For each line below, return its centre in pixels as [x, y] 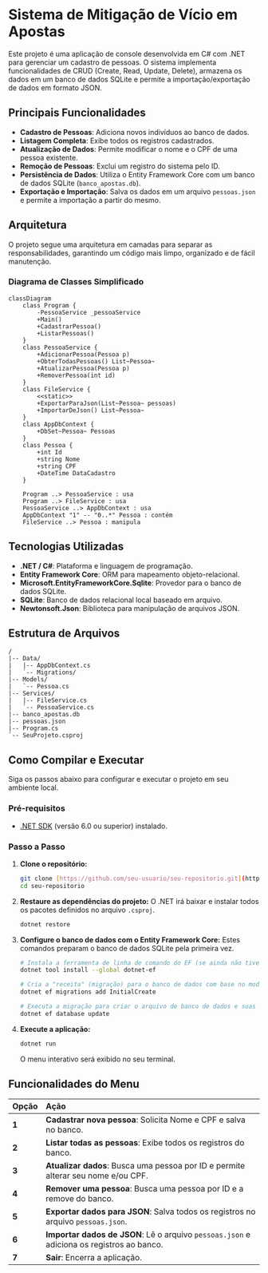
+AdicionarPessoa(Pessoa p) [83, 354]
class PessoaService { [60, 347]
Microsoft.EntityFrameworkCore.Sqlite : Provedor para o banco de [130, 583]
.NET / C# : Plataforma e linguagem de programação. [106, 565]
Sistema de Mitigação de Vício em [123, 15]
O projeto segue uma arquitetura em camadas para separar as [110, 244]
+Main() [49, 319]
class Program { [50, 305]
